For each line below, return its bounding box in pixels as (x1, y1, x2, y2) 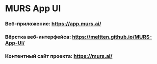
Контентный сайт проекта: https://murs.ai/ (5, 52, 113, 59)
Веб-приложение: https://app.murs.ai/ (5, 21, 102, 27)
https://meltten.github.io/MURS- (72, 34, 152, 41)
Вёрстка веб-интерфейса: (5, 34, 71, 41)
